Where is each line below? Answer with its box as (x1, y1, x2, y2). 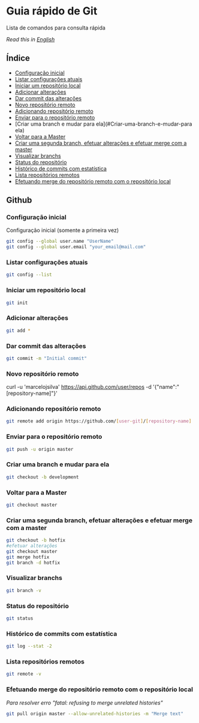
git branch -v (6, 587, 42, 593)
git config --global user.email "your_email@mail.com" (6, 244, 146, 250)
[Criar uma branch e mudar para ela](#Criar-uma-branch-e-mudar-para (14, 120, 192, 127)
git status (6, 615, 34, 621)
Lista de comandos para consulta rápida (6, 24, 106, 31)
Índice (6, 53, 30, 64)
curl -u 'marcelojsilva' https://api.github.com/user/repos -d (6, 383, 152, 391)
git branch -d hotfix (6, 560, 61, 566)
